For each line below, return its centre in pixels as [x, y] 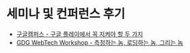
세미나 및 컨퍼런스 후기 [66, 14]
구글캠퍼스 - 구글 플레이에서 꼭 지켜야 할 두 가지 [80, 34]
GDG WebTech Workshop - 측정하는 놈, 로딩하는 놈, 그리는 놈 [100, 42]
